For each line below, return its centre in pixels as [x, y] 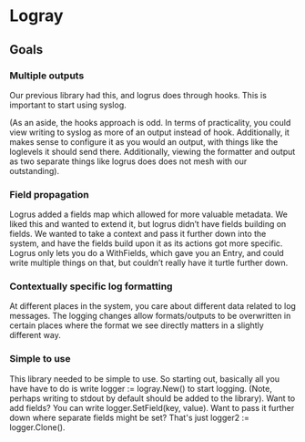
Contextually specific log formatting [91, 286]
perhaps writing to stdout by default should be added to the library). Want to [152, 398]
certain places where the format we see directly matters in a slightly [137, 325]
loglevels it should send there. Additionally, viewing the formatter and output [152, 151]
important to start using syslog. [68, 105]
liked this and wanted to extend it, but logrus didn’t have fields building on [148, 224]
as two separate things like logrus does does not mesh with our [128, 161]
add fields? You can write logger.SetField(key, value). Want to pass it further [152, 407]
